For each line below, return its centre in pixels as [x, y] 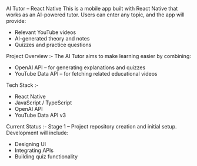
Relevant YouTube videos [45, 32]
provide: [16, 21]
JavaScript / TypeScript [43, 103]
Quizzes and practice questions [53, 45]
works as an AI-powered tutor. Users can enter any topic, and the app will [95, 15]
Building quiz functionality [46, 157]
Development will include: [37, 133]
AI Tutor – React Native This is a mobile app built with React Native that [92, 9]
